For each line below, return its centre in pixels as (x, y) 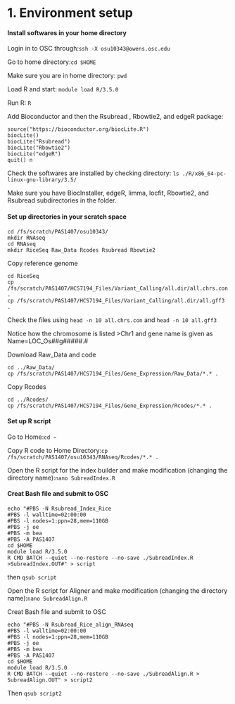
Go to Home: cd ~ (32, 437)
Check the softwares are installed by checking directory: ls (93, 173)
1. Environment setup (70, 13)
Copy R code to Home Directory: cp (57, 450)
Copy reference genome (43, 263)
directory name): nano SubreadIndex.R (61, 478)
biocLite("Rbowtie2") (39, 148)
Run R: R (19, 103)
